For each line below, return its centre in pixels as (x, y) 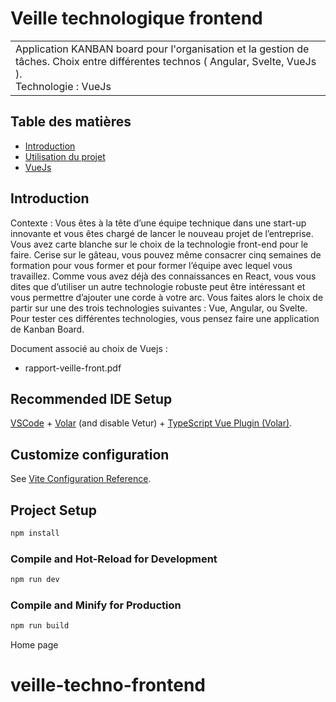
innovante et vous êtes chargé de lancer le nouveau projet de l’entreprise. (162, 233)
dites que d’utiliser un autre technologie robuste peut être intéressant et (158, 286)
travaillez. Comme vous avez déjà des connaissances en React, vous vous (163, 276)
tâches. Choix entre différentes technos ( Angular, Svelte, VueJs (166, 61)
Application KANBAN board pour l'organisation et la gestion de (162, 49)
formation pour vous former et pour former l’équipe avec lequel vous (151, 265)
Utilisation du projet (65, 156)
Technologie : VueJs (63, 86)
